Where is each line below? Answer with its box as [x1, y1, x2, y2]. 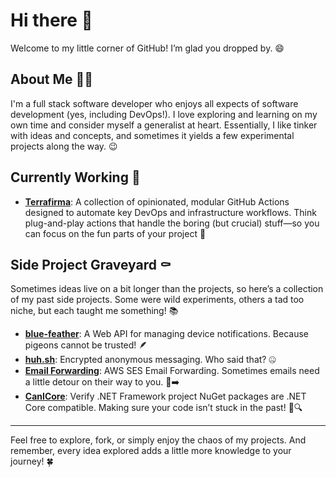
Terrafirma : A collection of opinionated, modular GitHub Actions [24, 195, 290, 208]
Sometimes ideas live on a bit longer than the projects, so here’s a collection [10, 283, 324, 295]
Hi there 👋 [10, 9, 93, 32]
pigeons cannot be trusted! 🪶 [24, 339, 148, 351]
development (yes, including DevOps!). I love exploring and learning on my [10, 108, 318, 120]
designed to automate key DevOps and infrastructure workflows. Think [24, 206, 317, 218]
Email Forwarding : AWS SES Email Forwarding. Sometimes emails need [24, 365, 320, 377]
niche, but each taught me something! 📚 [10, 305, 179, 317]
